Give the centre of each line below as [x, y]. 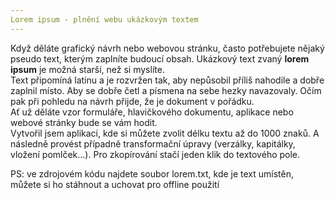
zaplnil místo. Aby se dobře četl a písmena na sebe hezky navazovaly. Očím [166, 90]
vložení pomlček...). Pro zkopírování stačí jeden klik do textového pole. [155, 154]
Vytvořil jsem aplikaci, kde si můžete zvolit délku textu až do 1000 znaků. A [165, 133]
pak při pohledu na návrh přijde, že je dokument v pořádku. [132, 101]
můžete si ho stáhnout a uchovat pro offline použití [115, 184]
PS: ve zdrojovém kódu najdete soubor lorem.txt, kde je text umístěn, [152, 173]
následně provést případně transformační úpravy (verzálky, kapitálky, [153, 143]
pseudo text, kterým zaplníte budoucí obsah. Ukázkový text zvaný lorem [160, 58]
